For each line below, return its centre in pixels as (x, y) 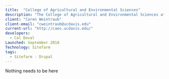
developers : (18, 33)
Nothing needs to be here (32, 71)
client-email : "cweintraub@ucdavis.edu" (48, 24)
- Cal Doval (22, 38)
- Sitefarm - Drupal (31, 57)
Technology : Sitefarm (28, 47)
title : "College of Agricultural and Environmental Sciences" (73, 10)
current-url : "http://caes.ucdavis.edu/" (49, 29)
